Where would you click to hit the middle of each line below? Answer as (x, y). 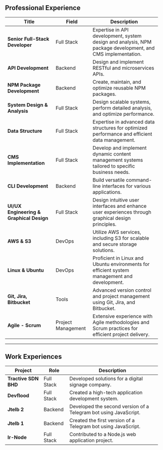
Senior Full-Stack (28, 39)
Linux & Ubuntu (26, 270)
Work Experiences (33, 357)
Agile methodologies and (121, 322)
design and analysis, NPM (122, 42)
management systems (118, 160)
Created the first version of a (102, 420)
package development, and (124, 48)
